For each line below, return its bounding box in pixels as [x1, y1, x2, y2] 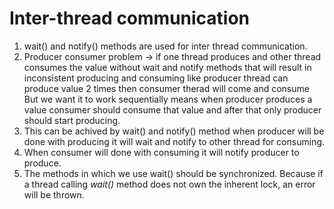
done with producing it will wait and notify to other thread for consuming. [23, 135, 326, 147]
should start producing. [23, 114, 121, 126]
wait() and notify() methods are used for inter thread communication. [23, 40, 308, 52]
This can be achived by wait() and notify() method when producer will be [23, 125, 325, 137]
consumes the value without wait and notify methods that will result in [23, 61, 312, 73]
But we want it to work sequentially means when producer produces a [23, 93, 313, 105]
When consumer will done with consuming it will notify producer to [23, 146, 300, 158]
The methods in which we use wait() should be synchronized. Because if [23, 167, 324, 179]
